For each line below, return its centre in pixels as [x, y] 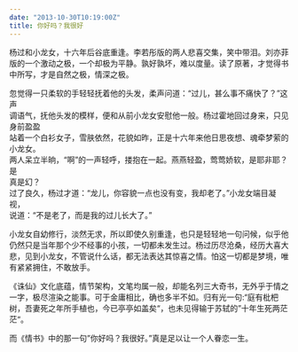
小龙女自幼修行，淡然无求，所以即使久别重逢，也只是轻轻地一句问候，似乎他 [149, 234]
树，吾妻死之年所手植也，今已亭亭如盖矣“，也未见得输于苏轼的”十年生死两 [145, 308]
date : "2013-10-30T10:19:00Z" [65, 17]
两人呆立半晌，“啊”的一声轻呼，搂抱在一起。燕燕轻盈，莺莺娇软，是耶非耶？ [149, 160]
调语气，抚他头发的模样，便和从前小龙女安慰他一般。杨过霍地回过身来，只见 [149, 115]
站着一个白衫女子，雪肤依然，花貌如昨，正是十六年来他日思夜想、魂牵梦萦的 [149, 137]
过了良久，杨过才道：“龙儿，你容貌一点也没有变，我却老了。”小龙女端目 [139, 192]
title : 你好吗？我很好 [47, 26]
